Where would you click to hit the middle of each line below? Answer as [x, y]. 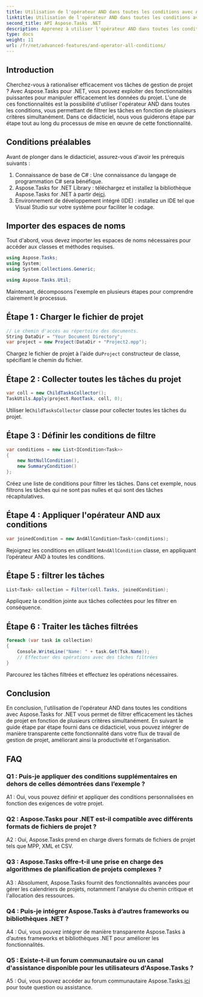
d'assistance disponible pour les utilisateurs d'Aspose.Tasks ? [100, 967]
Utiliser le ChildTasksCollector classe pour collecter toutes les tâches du [96, 410]
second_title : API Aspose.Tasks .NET [54, 23]
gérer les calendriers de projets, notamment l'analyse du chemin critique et [100, 889]
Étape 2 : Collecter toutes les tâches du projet [94, 379]
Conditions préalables [49, 142]
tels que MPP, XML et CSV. [40, 846]
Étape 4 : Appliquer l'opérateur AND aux [83, 515]
